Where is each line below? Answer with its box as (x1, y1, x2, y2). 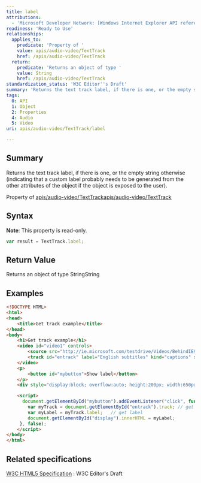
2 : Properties (11, 109, 47, 115)
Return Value (6, 255, 56, 265)
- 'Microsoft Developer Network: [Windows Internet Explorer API (11, 20, 178, 26)
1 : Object (11, 103, 36, 110)
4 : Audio (11, 114, 33, 120)
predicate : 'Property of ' (17, 43, 84, 49)
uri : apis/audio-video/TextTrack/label (6, 126, 106, 132)
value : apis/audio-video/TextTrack (17, 48, 106, 54)
